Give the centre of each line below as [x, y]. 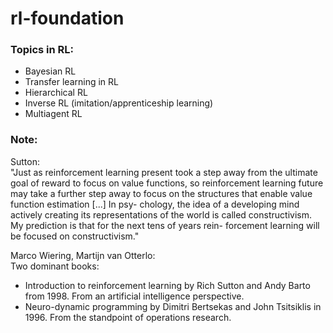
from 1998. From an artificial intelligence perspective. [134, 296]
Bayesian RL [50, 71]
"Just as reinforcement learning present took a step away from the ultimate [164, 172]
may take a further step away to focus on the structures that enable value [161, 193]
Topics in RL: [42, 50]
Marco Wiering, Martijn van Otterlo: [83, 255]
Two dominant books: [55, 266]
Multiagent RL [53, 114]
